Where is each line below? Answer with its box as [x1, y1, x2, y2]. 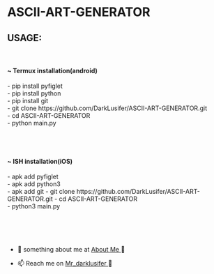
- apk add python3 [7, 180, 61, 188]
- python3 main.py [7, 202, 61, 211]
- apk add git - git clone [7, 188, 75, 196]
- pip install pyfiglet [7, 82, 63, 91]
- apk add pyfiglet [7, 172, 59, 181]
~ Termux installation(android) [7, 66, 98, 75]
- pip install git [7, 97, 49, 105]
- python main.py [7, 119, 57, 128]
